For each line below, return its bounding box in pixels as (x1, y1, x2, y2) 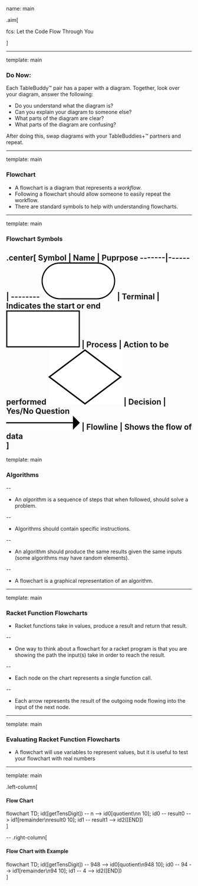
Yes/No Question (6, 406, 70, 416)
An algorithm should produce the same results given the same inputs (14, 548, 182, 555)
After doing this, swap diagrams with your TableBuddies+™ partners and (6, 132, 181, 139)
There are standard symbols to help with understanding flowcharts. (14, 203, 179, 210)
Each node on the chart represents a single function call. (14, 674, 152, 681)
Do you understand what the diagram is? (14, 102, 114, 109)
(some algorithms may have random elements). (14, 554, 130, 561)
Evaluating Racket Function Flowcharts (6, 735, 120, 744)
